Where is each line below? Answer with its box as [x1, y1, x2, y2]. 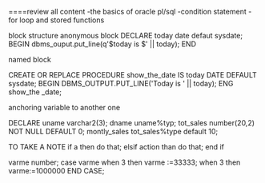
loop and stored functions [19, 15, 105, 25]
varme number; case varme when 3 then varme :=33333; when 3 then [8, 157, 241, 167]
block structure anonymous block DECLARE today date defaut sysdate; [8, 31, 243, 40]
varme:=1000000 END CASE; [8, 166, 105, 175]
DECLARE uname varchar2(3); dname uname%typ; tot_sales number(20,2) [8, 118, 255, 127]
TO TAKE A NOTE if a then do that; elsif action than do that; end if [8, 142, 224, 151]
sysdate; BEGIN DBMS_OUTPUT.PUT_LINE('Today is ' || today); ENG [8, 79, 234, 88]
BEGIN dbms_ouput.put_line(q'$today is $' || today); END [8, 39, 197, 49]
